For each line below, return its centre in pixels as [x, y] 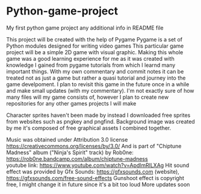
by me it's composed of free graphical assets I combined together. [89, 128]
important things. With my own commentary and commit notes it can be [95, 71]
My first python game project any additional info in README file [85, 28]
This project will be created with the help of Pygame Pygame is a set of [94, 39]
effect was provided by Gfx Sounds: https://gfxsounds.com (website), [93, 171]
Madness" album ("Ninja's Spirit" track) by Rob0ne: [70, 152]
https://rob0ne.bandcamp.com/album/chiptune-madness [77, 158]
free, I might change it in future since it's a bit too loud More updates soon [98, 184]
